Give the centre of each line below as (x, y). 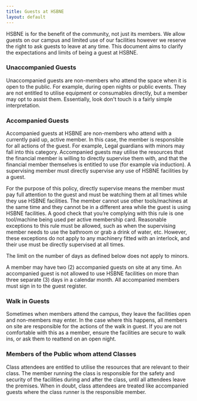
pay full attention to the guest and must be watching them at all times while (97, 195)
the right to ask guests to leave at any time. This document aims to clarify (95, 46)
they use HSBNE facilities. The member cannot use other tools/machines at (97, 201)
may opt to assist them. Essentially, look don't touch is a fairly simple (89, 99)
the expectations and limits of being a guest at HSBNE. (72, 52)
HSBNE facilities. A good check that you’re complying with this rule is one (95, 213)
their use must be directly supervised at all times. (65, 245)
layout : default (26, 17)
